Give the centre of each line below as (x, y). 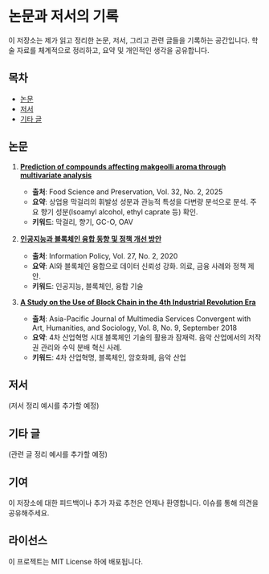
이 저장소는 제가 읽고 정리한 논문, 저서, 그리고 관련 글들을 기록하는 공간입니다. (129, 40)
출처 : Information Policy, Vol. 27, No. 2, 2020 (105, 256)
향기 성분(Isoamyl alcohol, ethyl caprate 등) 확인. (119, 212)
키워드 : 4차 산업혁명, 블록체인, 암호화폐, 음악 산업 (109, 357)
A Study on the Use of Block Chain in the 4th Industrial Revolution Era (138, 302)
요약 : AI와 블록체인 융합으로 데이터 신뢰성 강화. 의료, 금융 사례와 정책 (139, 266)
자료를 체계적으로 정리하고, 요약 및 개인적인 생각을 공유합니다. (113, 50)
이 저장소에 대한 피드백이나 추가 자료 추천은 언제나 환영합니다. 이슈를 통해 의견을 (134, 503)
